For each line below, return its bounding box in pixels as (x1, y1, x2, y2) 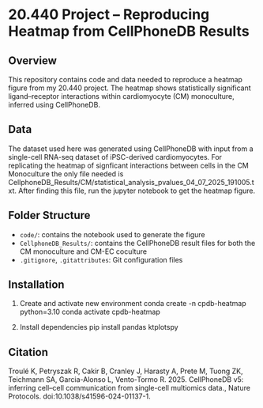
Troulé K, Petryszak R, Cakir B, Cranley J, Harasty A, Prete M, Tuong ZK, (8, 366, 243, 376)
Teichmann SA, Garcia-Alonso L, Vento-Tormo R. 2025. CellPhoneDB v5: (8, 375, 244, 384)
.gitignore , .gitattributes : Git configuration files (19, 255, 183, 264)
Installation (8, 278, 65, 292)
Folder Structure (8, 209, 91, 222)
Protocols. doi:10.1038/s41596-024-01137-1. (8, 391, 152, 401)
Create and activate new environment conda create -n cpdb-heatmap (19, 299, 246, 308)
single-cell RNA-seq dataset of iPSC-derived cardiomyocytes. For (8, 152, 223, 161)
